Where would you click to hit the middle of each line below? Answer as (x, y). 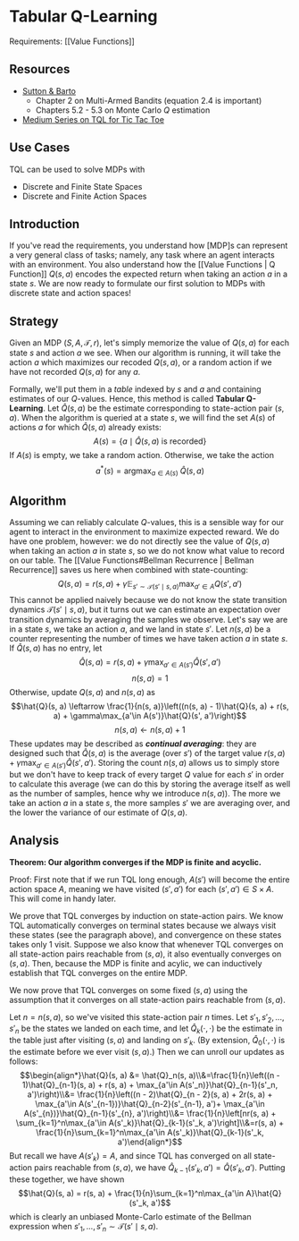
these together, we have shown (67, 1179)
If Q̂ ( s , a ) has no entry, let (56, 648)
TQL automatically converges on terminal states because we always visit (143, 925)
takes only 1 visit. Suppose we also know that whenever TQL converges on (146, 944)
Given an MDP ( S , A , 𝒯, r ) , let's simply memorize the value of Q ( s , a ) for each (149, 343)
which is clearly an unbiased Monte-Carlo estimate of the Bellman (130, 1216)
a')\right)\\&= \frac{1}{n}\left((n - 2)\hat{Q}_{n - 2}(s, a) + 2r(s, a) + (150, 1094)
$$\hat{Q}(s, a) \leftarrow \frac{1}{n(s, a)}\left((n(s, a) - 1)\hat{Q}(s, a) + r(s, (150, 706)
